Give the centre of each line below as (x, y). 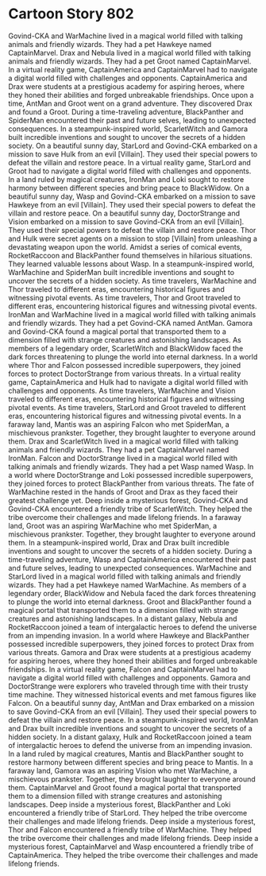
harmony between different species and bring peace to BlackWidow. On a (129, 188)
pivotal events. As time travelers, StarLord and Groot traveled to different (127, 407)
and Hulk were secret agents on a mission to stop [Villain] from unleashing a (133, 238)
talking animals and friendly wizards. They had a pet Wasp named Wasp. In (131, 467)
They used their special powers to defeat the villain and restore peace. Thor (132, 230)
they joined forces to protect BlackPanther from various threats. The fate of (131, 483)
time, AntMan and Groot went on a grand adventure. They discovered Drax (130, 103)
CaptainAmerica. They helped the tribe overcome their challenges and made (133, 855)
